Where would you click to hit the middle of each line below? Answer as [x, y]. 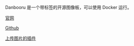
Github [12, 28]
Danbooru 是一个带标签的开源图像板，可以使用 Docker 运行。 [68, 7]
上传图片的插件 [20, 38]
